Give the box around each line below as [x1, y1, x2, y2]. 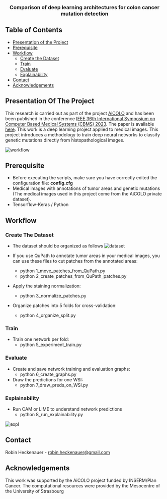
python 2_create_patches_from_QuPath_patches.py [20, 273, 127, 279]
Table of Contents [5, 26, 63, 34]
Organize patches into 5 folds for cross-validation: [12, 303, 117, 309]
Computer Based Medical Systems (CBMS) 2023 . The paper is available [5, 121, 154, 127]
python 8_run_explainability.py [20, 411, 83, 417]
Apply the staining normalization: [12, 283, 81, 289]
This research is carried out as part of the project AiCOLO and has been [5, 110, 154, 116]
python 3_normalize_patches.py [20, 293, 87, 299]
